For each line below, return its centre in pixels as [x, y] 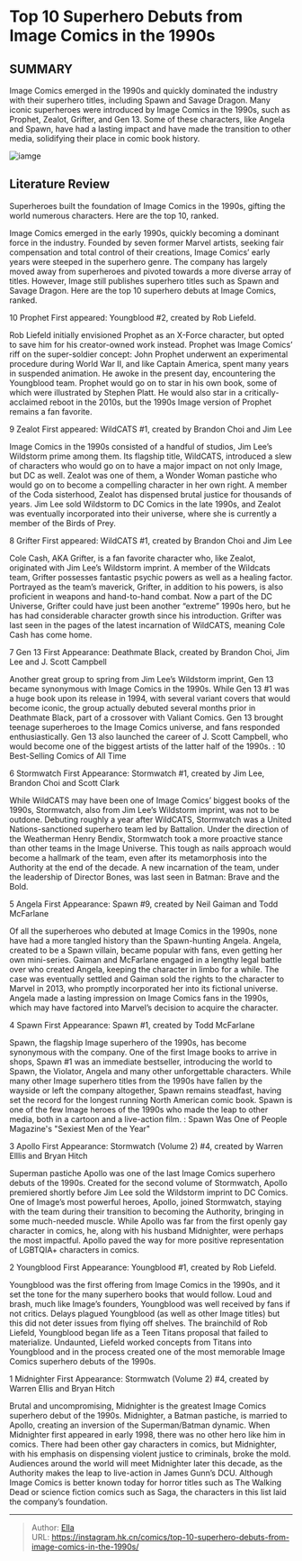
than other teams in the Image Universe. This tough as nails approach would [151, 848]
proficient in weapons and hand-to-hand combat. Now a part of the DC [141, 596]
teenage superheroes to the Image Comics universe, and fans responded [145, 726]
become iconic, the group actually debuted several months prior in [133, 707]
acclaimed [28, 402]
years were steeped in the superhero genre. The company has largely [138, 261]
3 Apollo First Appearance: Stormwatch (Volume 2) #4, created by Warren [146, 1146]
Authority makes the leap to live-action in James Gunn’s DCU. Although [141, 1473]
